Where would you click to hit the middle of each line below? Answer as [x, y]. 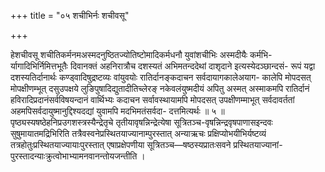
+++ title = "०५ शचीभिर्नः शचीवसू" [70, 15]
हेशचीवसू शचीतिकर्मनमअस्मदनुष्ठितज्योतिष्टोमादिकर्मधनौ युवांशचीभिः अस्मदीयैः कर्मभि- [141, 54]
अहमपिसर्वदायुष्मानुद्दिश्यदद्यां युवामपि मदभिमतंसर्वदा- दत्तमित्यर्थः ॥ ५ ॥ [117, 111]
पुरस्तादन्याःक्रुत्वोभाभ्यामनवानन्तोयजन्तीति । [78, 156]
